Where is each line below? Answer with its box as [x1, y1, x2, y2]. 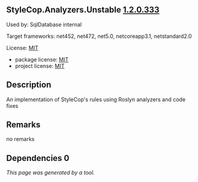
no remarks [6, 136, 35, 143]
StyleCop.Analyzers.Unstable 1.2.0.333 [6, 5, 160, 15]
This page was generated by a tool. [6, 169, 95, 177]
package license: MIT [14, 55, 69, 63]
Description [6, 80, 51, 90]
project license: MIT [14, 62, 65, 69]
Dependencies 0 [6, 153, 69, 163]
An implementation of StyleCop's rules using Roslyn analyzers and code [6, 96, 186, 103]
